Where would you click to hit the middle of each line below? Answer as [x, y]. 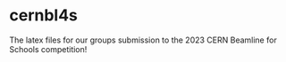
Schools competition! [48, 49]
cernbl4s [44, 15]
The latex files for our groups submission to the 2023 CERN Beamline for [143, 40]
